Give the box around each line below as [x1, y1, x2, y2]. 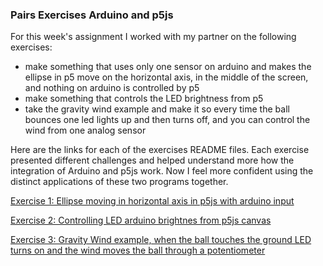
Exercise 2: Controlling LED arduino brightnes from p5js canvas [10, 214, 272, 227]
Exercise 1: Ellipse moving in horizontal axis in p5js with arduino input [10, 195, 295, 207]
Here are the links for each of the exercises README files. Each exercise [10, 144, 310, 156]
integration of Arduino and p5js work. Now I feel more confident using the [10, 165, 314, 177]
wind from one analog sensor [24, 124, 147, 137]
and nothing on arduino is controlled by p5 [24, 82, 200, 94]
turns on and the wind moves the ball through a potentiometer [10, 244, 266, 257]
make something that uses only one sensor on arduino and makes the [24, 61, 312, 73]
